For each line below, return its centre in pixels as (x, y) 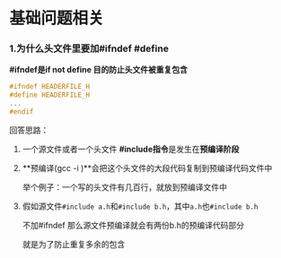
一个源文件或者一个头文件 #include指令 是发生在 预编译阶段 (131, 149)
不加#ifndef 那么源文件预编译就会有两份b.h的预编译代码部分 (133, 225)
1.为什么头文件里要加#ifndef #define (89, 48)
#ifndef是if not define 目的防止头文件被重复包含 (99, 70)
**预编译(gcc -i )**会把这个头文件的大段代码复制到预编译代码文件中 (147, 168)
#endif (22, 112)
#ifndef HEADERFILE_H (50, 87)
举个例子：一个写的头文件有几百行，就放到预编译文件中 (124, 187)
